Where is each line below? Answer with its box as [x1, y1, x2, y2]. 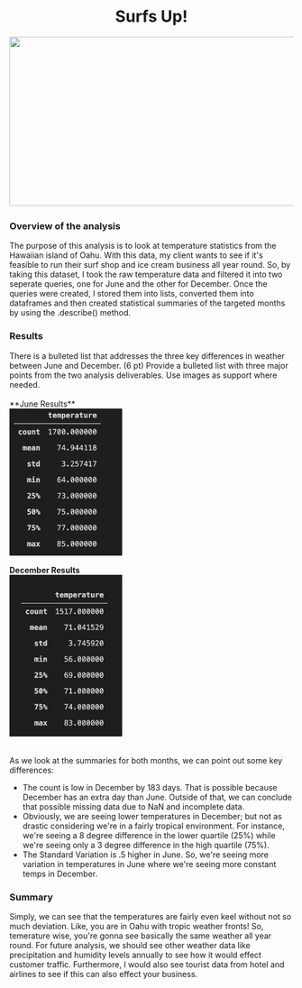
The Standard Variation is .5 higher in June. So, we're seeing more [22, 849, 269, 860]
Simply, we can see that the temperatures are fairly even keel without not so [9, 910, 292, 921]
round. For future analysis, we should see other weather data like [9, 939, 251, 950]
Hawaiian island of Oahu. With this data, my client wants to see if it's [9, 250, 263, 261]
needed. [9, 379, 41, 389]
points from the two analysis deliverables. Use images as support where [9, 370, 278, 380]
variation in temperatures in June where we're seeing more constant [22, 858, 277, 869]
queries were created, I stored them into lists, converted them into [9, 288, 254, 299]
